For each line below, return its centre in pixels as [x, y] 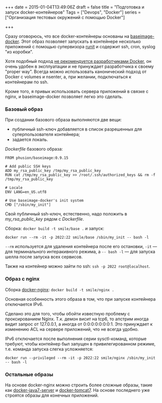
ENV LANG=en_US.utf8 [26, 192]
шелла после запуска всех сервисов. [44, 257]
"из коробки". [19, 52]
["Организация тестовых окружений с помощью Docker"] [65, 17]
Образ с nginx [22, 279]
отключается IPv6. [24, 304]
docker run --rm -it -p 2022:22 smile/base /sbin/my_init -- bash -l [77, 238]
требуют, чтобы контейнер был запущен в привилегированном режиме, [80, 344]
